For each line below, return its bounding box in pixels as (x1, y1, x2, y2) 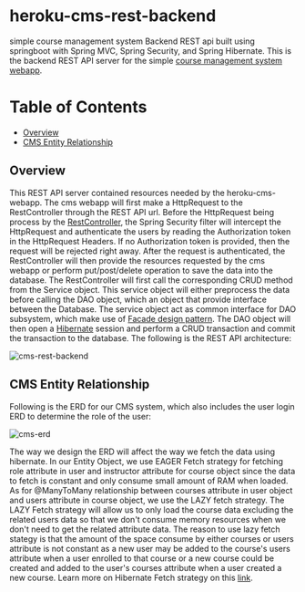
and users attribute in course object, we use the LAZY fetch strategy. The (9, 494, 285, 505)
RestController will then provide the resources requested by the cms (9, 254, 266, 265)
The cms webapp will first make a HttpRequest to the (44, 197, 243, 208)
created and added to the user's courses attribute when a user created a (9, 562, 282, 573)
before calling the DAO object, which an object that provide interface (9, 294, 267, 305)
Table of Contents (9, 97, 147, 118)
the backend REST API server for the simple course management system (9, 55, 283, 66)
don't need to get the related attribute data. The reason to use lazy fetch (9, 524, 280, 535)
